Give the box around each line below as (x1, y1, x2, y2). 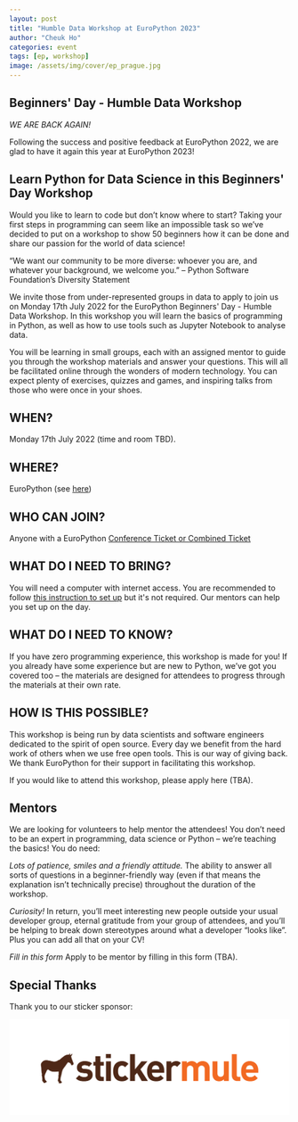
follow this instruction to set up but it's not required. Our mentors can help (9, 591, 280, 602)
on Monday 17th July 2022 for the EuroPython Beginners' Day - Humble (9, 301, 273, 311)
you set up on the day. (9, 601, 92, 612)
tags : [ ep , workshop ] (9, 52, 90, 62)
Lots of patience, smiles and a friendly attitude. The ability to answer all (9, 861, 272, 871)
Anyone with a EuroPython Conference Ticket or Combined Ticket (9, 533, 251, 544)
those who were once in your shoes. (9, 384, 142, 395)
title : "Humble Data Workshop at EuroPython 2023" (9, 23, 201, 33)
